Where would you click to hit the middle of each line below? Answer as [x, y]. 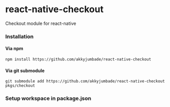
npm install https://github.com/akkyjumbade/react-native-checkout [78, 59]
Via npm [15, 49]
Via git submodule [25, 70]
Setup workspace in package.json [48, 98]
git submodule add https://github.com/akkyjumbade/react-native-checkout [85, 81]
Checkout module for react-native [41, 23]
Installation [20, 37]
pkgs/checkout [20, 86]
